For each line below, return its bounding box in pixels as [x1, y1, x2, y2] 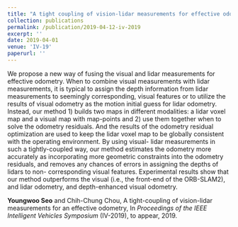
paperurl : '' [7, 50, 46, 57]
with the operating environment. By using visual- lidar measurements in [7, 137, 216, 145]
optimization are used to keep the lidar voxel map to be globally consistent [7, 129, 225, 138]
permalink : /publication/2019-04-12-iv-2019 [7, 23, 141, 31]
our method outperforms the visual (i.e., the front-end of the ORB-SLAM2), [7, 175, 225, 183]
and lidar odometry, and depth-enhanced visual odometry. [7, 182, 178, 191]
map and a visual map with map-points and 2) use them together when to [7, 114, 222, 123]
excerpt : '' [7, 30, 42, 38]
